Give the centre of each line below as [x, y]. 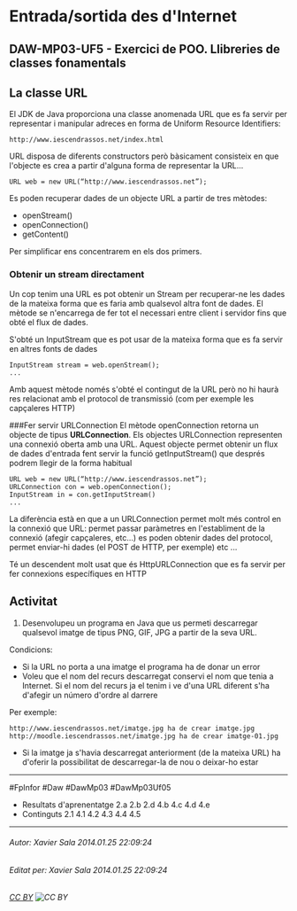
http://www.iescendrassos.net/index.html [87, 140]
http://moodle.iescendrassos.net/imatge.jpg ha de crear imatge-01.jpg [144, 736]
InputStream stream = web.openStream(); [85, 365]
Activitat [33, 601]
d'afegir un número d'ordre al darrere [90, 695]
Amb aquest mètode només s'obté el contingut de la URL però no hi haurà [144, 389]
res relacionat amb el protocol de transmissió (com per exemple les [132, 398]
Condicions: [31, 650]
